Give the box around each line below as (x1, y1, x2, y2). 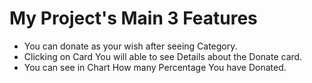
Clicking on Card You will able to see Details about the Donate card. (23, 50, 303, 62)
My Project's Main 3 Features (9, 7, 258, 30)
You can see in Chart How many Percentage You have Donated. (23, 61, 287, 73)
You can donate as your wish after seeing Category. (23, 40, 238, 52)
